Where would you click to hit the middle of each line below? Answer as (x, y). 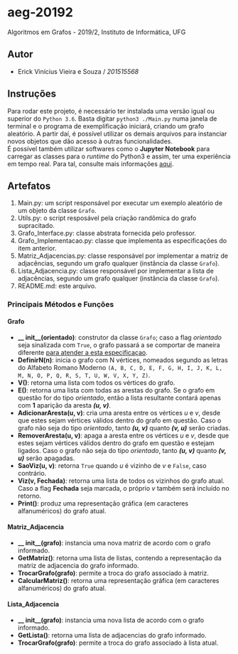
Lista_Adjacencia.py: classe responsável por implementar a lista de (116, 271)
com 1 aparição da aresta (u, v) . (64, 405)
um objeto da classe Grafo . (57, 211)
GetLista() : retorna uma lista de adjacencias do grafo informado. (112, 635)
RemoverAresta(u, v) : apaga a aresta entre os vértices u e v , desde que (123, 435)
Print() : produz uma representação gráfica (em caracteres (103, 503)
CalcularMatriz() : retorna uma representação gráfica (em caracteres (118, 580)
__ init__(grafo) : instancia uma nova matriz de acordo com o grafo (114, 543)
